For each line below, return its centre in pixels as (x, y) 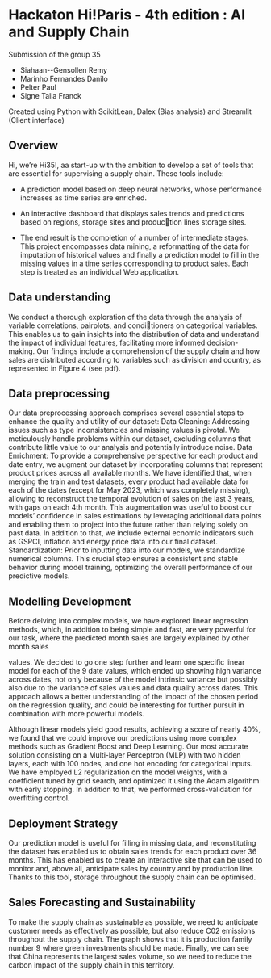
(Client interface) (36, 120)
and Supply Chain (69, 32)
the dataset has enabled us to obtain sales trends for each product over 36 (133, 851)
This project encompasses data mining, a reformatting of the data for (135, 246)
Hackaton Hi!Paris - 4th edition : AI (127, 15)
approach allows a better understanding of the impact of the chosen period (133, 697)
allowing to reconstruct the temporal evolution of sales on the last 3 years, (131, 499)
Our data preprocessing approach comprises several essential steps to (126, 413)
